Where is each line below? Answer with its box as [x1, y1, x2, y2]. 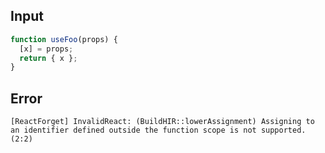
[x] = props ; [19, 44, 74, 54]
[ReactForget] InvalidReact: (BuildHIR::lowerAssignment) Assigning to [10, 117, 315, 127]
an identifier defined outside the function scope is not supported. [10, 125, 307, 136]
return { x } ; [19, 53, 78, 63]
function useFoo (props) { [10, 34, 118, 44]
